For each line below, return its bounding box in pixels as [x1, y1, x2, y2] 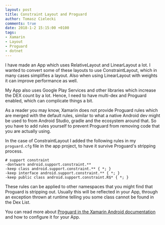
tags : [5, 30, 16, 35]
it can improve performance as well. [5, 77, 78, 84]
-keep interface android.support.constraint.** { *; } [5, 170, 120, 175]
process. [5, 148, 23, 154]
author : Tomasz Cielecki [5, 16, 56, 21]
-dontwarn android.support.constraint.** [5, 162, 92, 167]
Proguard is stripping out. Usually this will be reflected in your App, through [5, 189, 158, 194]
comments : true [5, 21, 36, 26]
